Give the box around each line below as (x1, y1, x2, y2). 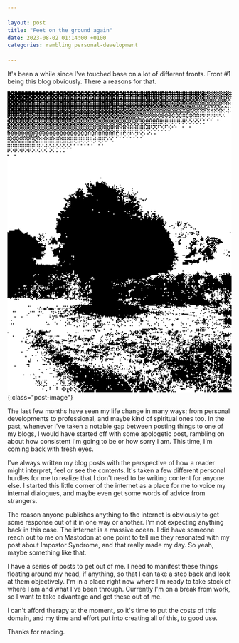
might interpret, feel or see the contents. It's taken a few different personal (7, 466, 226, 475)
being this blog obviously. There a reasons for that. (7, 77, 156, 86)
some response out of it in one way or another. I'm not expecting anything (7, 517, 224, 526)
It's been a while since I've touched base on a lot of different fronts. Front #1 (7, 70, 231, 78)
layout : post (7, 19, 46, 26)
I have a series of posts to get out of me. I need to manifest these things (7, 562, 218, 570)
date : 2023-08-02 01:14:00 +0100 (7, 34, 107, 41)
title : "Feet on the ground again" (7, 26, 113, 34)
